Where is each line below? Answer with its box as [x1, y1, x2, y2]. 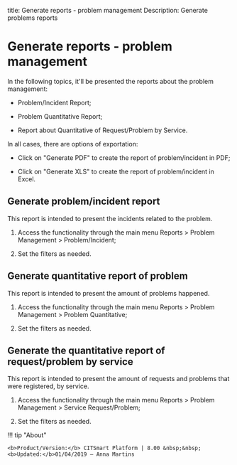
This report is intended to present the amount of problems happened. [7, 289, 210, 297]
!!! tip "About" [7, 431, 47, 439]
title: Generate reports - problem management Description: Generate [7, 6, 208, 14]
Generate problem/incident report [7, 196, 160, 208]
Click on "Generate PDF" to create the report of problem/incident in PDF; [17, 153, 231, 162]
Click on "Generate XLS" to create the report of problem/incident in [17, 167, 215, 176]
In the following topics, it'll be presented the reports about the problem [7, 77, 214, 85]
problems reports [7, 14, 58, 22]
